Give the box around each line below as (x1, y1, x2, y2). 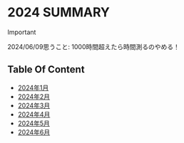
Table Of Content (7, 63, 85, 75)
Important (7, 28, 36, 36)
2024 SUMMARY (7, 4, 111, 21)
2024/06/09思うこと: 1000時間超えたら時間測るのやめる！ (7, 42, 180, 51)
